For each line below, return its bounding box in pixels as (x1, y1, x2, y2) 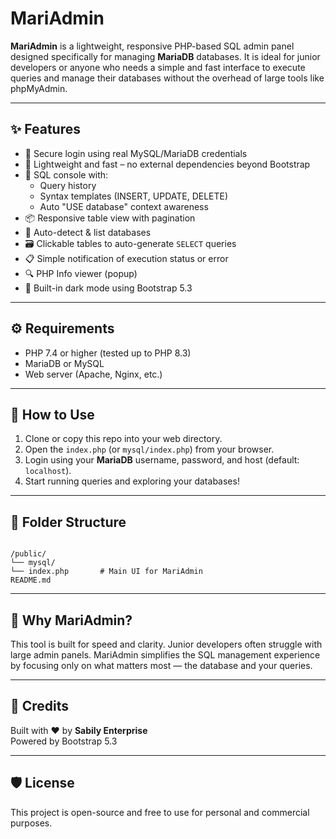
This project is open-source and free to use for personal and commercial (10, 806, 310, 818)
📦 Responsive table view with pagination (24, 212, 196, 224)
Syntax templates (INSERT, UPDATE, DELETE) (39, 190, 229, 202)
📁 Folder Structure (10, 513, 127, 531)
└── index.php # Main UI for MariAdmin (10, 567, 203, 577)
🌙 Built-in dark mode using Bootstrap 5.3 (24, 282, 193, 294)
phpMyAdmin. (10, 82, 68, 94)
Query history (39, 179, 97, 191)
